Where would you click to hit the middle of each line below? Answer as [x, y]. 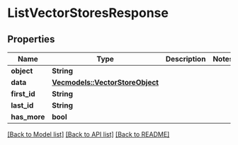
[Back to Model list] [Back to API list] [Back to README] [89, 134]
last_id [22, 105]
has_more [28, 117]
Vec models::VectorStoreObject [106, 82]
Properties [31, 39]
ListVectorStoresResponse [88, 13]
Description [186, 59]
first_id [23, 94]
